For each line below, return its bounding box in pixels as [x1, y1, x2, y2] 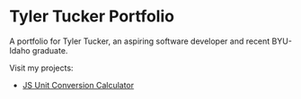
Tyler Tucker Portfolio [9, 6, 175, 27]
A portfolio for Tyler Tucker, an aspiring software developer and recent [9, 36, 270, 46]
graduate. [31, 45, 68, 55]
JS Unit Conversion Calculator [22, 79, 135, 90]
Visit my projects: [9, 62, 74, 73]
